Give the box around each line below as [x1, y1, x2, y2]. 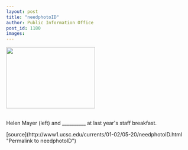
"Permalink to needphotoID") [6, 137, 77, 145]
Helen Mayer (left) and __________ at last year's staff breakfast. [6, 119, 157, 127]
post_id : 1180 [6, 25, 41, 31]
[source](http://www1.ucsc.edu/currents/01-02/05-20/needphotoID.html [6, 131, 182, 138]
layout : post [6, 8, 38, 15]
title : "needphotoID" [6, 14, 60, 20]
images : [6, 31, 25, 37]
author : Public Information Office [6, 19, 94, 25]
